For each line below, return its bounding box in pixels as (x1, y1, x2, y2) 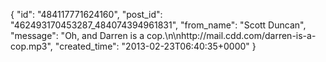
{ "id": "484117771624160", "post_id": (10, 9, 163, 20)
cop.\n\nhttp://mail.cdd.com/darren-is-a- (146, 30, 317, 41)
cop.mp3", (10, 40, 53, 52)
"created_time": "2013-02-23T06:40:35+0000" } (54, 40, 257, 52)
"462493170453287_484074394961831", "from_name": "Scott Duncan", (10, 19, 307, 31)
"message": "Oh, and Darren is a (10, 30, 145, 41)
